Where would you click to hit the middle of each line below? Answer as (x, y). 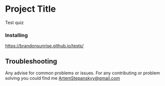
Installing (16, 35)
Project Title (31, 9)
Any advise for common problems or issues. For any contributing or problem (82, 73)
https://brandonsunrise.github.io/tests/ (44, 46)
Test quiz (14, 22)
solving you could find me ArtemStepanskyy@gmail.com (63, 78)
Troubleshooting (31, 61)
